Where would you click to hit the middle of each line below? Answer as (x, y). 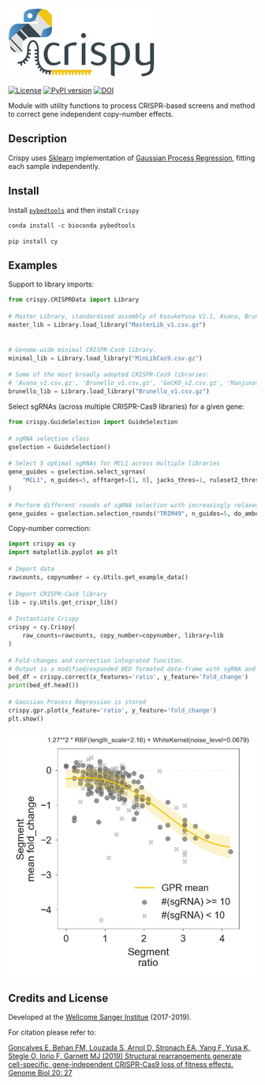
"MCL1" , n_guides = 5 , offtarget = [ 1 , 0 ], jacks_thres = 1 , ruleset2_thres (141, 481)
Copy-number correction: (50, 529)
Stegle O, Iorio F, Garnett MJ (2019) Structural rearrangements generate (125, 1056)
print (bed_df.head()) (44, 686)
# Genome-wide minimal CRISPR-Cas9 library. (82, 350)
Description (37, 139)
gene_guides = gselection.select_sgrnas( (77, 472)
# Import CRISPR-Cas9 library (58, 594)
